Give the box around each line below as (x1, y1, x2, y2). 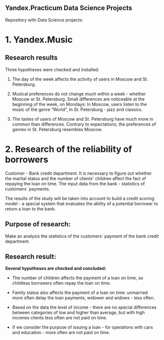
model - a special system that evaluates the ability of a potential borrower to (5, 201, 158, 207)
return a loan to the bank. (5, 206, 56, 211)
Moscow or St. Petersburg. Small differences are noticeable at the (12, 96, 145, 102)
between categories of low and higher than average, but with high (12, 310, 145, 315)
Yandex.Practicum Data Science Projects (5, 4, 133, 12)
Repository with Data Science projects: (5, 17, 83, 23)
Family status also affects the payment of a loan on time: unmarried (12, 289, 148, 296)
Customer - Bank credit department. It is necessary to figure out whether (5, 170, 152, 176)
